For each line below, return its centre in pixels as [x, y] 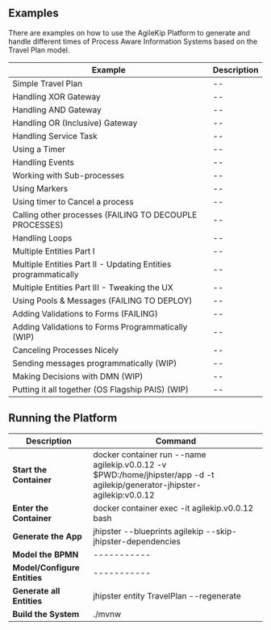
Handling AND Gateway [57, 110]
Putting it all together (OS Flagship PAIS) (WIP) [101, 389]
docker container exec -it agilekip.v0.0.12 [173, 508]
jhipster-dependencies [137, 541]
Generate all [36, 590]
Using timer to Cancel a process [73, 201]
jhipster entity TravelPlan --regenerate [167, 595]
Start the [30, 469]
